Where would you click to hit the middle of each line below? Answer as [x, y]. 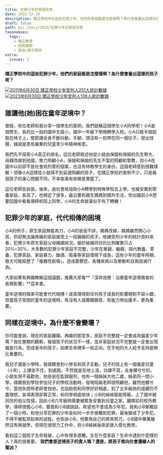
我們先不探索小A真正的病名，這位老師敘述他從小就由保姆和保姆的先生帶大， [81, 154]
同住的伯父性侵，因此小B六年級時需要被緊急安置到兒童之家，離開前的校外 [79, 400]
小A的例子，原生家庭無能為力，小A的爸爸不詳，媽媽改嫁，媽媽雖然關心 [76, 230]
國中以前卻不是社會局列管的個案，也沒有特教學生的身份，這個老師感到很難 [79, 166]
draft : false [18, 23]
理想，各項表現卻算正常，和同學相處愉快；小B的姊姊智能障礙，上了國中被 [83, 394]
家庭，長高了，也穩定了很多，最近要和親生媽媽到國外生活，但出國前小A [81, 195]
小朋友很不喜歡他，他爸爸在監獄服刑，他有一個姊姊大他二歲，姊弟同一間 [77, 376]
